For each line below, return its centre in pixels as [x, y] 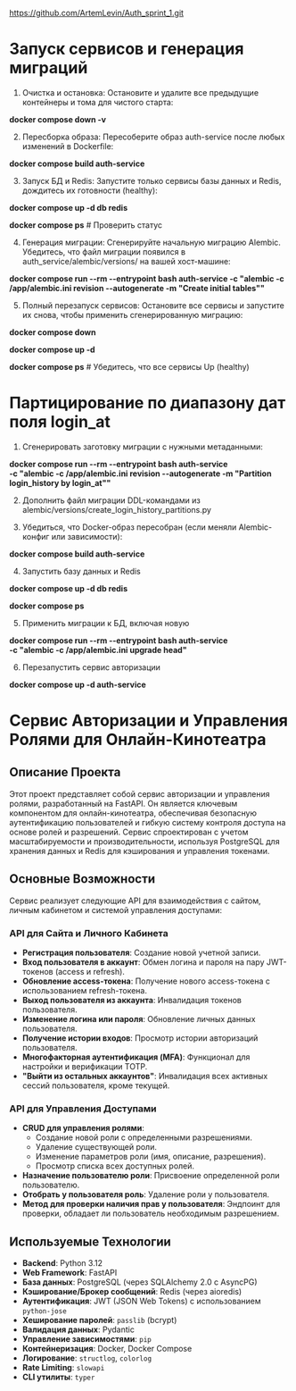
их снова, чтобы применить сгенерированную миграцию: [132, 314]
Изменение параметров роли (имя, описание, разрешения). [151, 1157]
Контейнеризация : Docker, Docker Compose [107, 1349]
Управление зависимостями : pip [86, 1339]
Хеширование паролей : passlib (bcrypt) [99, 1320]
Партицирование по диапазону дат [148, 403]
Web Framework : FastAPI [70, 1273]
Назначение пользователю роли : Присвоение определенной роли [151, 1176]
